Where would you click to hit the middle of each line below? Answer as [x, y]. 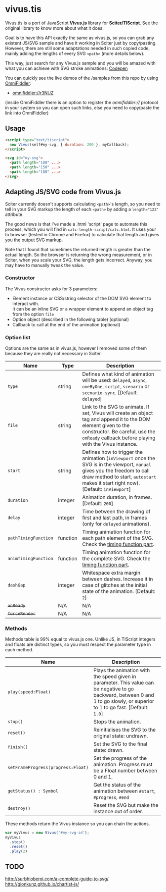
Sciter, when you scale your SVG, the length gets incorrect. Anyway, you [79, 260]
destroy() [19, 809]
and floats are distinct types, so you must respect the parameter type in [78, 644]
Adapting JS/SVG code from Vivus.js [63, 192]
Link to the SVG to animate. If [116, 407]
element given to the [106, 425]
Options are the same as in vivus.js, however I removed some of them [76, 348]
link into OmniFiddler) [27, 113]
